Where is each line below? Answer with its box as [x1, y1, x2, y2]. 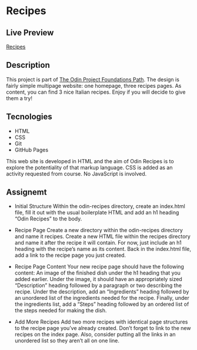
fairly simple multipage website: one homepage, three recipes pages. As [6, 82, 182, 89]
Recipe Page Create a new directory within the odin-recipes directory [14, 227, 183, 234]
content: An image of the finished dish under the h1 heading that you [14, 269, 181, 276]
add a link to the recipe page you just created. [14, 252, 126, 259]
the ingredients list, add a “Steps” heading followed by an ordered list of [14, 301, 189, 308]
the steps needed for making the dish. [14, 307, 107, 314]
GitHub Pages [14, 146, 49, 153]
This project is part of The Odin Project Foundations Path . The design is [6, 75, 179, 83]
